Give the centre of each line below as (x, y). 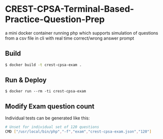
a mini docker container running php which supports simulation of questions (82, 33)
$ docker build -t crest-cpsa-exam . (43, 65)
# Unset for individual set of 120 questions (52, 127)
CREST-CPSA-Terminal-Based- (70, 9)
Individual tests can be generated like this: (48, 118)
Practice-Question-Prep (55, 19)
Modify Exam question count (50, 106)
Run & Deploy (26, 80)
